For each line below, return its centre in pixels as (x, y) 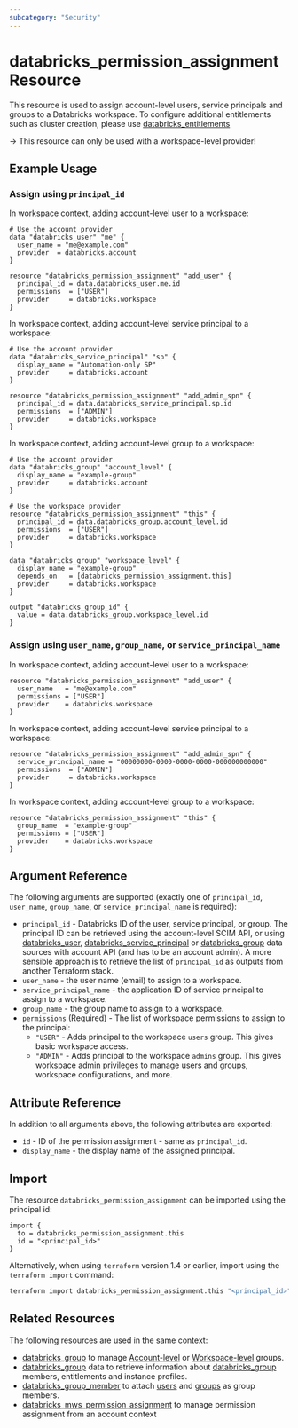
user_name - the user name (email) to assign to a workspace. (132, 981)
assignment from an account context (89, 1414)
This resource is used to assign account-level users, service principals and (146, 105)
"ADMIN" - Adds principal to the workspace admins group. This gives (158, 1056)
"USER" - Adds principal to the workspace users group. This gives (154, 1037)
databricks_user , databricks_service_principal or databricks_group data (152, 943)
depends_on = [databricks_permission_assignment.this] (125, 576)
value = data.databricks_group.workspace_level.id (113, 615)
